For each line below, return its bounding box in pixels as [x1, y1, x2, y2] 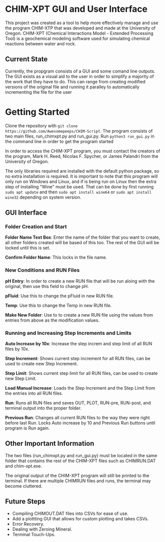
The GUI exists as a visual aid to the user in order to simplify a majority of [5, 73, 154, 79]
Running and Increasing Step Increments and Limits [5, 329, 132, 336]
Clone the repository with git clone [5, 122, 78, 129]
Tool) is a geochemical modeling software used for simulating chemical [5, 36, 150, 41]
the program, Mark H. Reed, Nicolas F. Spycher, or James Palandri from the [5, 153, 159, 159]
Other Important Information [5, 439, 95, 448]
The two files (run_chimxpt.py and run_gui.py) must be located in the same [5, 452, 157, 458]
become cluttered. [5, 483, 43, 489]
